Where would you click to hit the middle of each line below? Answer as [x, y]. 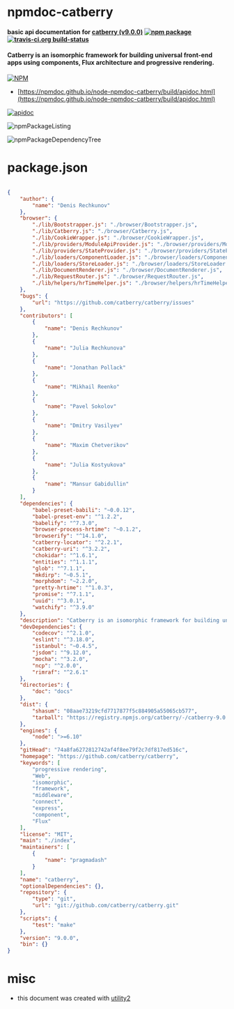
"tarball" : [48, 718]
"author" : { [37, 199]
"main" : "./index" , [48, 841]
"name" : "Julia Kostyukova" [85, 464]
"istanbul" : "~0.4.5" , [65, 646]
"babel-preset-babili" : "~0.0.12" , [84, 510]
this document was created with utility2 [74, 999]
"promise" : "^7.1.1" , [64, 594]
